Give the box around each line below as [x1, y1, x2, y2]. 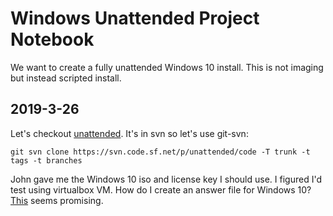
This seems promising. [10, 194, 104, 206]
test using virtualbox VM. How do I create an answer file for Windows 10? [10, 183, 312, 196]
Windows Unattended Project [10, 7, 260, 30]
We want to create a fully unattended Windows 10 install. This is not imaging [10, 61, 324, 73]
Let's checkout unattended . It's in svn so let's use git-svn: [10, 127, 249, 139]
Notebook [10, 28, 95, 51]
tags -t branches [10, 155, 83, 166]
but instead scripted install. [10, 72, 122, 84]
